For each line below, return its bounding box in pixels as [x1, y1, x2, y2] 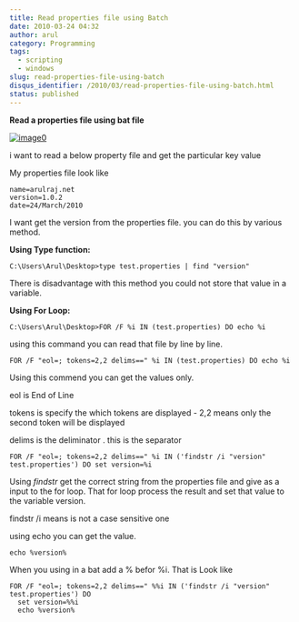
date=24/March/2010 [9, 201, 84, 210]
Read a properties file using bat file [9, 115, 145, 125]
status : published [9, 89, 79, 98]
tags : [9, 47, 30, 56]
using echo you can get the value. [9, 530, 136, 541]
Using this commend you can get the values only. [9, 372, 194, 383]
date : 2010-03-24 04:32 [9, 22, 100, 31]
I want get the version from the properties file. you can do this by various [9, 216, 283, 227]
